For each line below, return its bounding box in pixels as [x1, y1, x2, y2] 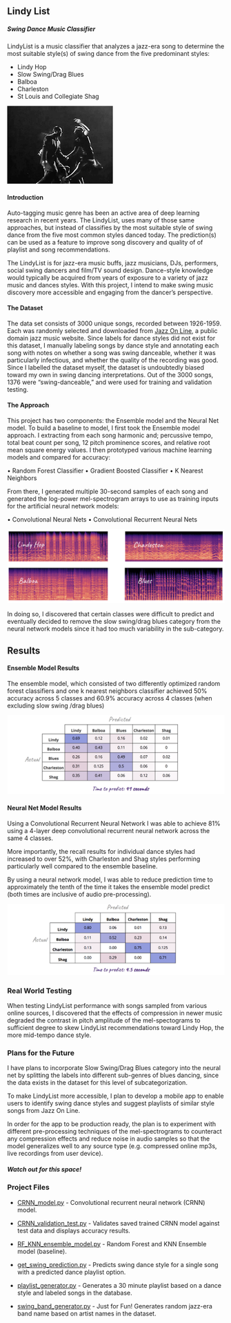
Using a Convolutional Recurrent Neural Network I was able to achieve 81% [7, 819, 221, 828]
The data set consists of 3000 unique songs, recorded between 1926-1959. [7, 319, 222, 327]
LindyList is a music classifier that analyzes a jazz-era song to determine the [7, 42, 225, 50]
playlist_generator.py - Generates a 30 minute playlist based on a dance [17, 1281, 222, 1289]
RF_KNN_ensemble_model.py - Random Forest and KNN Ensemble [17, 1239, 207, 1248]
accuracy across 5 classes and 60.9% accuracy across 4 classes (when [7, 694, 212, 702]
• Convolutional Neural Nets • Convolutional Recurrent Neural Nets [7, 515, 198, 524]
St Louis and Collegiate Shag [17, 93, 99, 101]
